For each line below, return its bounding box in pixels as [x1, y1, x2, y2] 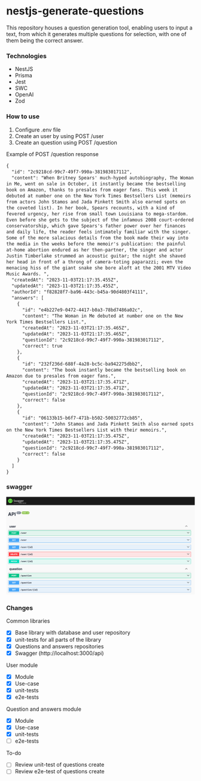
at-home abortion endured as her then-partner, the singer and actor [6, 247, 184, 253]
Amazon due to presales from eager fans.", [6, 373, 117, 379]
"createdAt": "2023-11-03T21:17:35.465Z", [22, 325, 130, 331]
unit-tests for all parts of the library [14, 636, 102, 643]
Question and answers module [6, 705, 82, 713]
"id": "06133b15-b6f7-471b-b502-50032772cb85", [22, 415, 144, 421]
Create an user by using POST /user [14, 132, 104, 139]
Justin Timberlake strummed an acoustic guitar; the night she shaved [6, 253, 186, 259]
